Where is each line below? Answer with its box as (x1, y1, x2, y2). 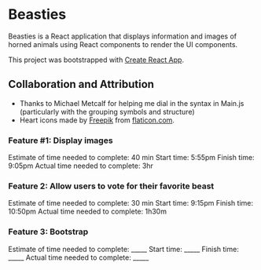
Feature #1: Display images (8, 135, 113, 146)
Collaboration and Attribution (8, 78, 155, 91)
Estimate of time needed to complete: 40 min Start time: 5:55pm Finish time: (8, 153, 255, 162)
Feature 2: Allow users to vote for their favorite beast (8, 181, 215, 192)
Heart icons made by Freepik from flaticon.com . (19, 115, 175, 125)
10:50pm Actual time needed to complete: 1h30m (8, 206, 167, 217)
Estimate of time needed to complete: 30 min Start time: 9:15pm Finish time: (8, 199, 254, 208)
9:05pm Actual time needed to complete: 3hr (8, 161, 153, 170)
